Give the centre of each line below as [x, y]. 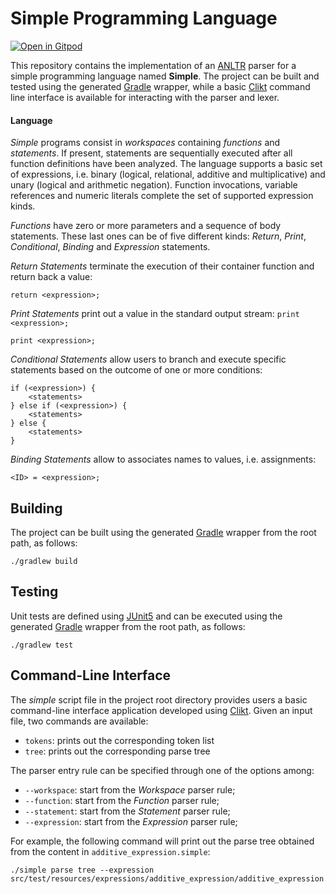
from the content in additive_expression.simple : [110, 851]
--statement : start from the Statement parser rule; [127, 811]
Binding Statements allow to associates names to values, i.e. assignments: [163, 459]
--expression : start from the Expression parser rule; [131, 821]
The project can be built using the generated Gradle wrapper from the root [163, 532]
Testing [34, 592]
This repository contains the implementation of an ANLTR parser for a [153, 65]
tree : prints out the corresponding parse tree [117, 751]
